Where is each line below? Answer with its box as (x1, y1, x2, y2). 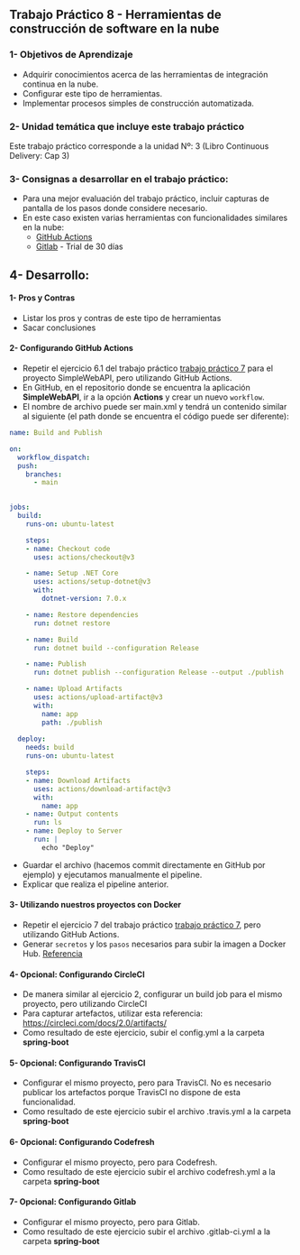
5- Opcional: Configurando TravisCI (9, 1057, 146, 1068)
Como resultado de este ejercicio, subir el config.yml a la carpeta (22, 1028, 265, 1038)
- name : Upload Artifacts (25, 685, 123, 694)
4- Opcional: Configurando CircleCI (9, 969, 146, 980)
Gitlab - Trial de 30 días (35, 241, 123, 252)
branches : (25, 469, 63, 479)
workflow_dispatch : (17, 453, 91, 462)
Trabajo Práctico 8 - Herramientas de (9, 7, 223, 23)
